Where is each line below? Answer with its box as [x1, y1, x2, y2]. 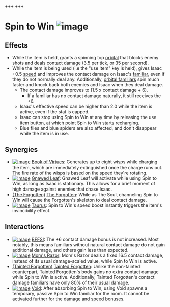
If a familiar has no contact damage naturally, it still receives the [27, 92, 161, 99]
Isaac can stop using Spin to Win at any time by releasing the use [19, 114, 157, 120]
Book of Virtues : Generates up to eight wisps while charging [32, 159, 158, 165]
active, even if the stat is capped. [19, 109, 90, 115]
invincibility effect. [12, 207, 51, 214]
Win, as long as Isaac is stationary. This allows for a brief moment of [12, 180, 156, 186]
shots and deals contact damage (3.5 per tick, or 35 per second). [12, 60, 149, 66]
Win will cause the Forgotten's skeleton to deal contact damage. [12, 197, 147, 203]
